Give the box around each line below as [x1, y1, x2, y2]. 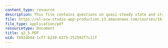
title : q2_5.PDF [5, 30, 39, 35]
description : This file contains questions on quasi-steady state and [5, 12, 155, 17]
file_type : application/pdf [5, 21, 64, 26]
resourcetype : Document [5, 26, 55, 31]
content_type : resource [5, 7, 55, 12]
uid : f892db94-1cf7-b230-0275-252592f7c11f [5, 35, 97, 40]
